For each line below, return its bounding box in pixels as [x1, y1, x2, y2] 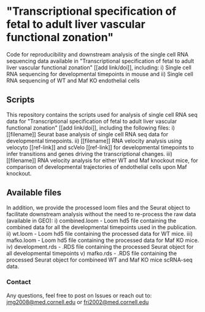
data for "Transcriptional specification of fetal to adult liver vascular [6, 117, 177, 125]
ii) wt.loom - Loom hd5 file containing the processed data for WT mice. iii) [6, 230, 193, 237]
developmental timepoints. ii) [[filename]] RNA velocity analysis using [6, 137, 182, 144]
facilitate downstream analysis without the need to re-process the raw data [6, 210, 196, 217]
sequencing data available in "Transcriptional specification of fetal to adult [6, 57, 195, 64]
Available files [6, 187, 62, 198]
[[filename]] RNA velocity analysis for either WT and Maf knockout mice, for [6, 157, 198, 164]
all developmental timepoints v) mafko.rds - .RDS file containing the [6, 249, 177, 257]
